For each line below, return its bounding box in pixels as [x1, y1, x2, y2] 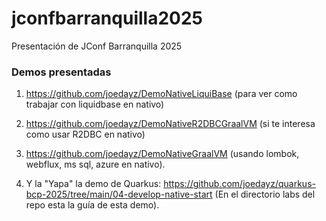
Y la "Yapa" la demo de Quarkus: [25, 178, 162, 190]
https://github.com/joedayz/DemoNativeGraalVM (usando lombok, [25, 148, 300, 160]
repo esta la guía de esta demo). [25, 199, 160, 211]
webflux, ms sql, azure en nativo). [25, 158, 166, 171]
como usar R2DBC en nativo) [25, 128, 146, 141]
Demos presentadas [11, 65, 112, 79]
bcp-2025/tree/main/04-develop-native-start [25, 188, 213, 201]
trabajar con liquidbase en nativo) [25, 98, 165, 111]
